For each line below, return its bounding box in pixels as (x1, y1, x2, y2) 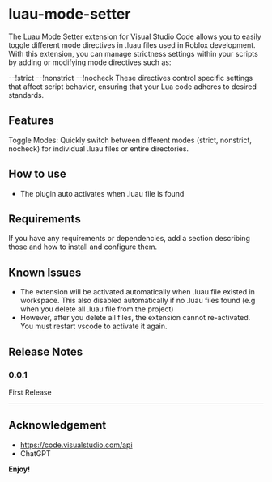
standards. (8, 90, 45, 99)
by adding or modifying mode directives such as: (8, 57, 172, 67)
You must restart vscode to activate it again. (19, 321, 168, 332)
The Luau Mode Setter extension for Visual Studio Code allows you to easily (8, 32, 261, 41)
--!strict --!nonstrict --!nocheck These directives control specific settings (8, 73, 253, 82)
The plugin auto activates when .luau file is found (19, 188, 185, 198)
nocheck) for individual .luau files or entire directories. (8, 143, 189, 154)
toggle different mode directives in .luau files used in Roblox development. (8, 40, 257, 49)
